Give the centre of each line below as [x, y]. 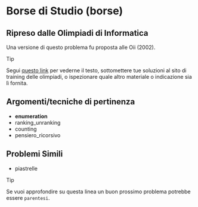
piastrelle [26, 168]
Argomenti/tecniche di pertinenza [71, 102]
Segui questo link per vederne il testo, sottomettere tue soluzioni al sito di [96, 70]
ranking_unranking [38, 122]
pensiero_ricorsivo [38, 135]
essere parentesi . [28, 197]
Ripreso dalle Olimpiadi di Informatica [77, 33]
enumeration [31, 116]
